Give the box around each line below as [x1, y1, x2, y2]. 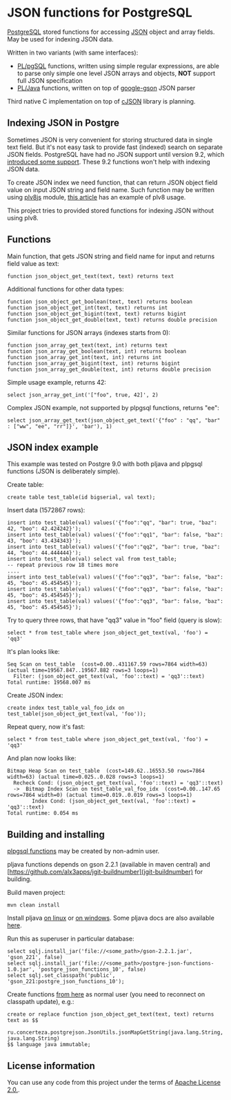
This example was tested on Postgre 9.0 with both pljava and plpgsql [7, 460, 203, 468]
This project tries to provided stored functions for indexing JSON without [7, 206, 214, 215]
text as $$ [7, 1017, 39, 1024]
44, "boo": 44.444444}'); [7, 550, 81, 557]
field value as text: [7, 259, 60, 267]
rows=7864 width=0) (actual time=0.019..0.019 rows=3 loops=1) [7, 792, 193, 799]
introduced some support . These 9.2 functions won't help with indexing [7, 157, 210, 166]
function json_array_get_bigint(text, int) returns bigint [7, 360, 181, 367]
